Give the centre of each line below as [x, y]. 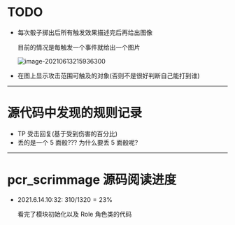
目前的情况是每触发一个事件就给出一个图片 [79, 47]
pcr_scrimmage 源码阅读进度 [92, 180]
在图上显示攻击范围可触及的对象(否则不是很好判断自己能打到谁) [109, 75]
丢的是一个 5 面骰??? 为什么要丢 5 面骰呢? [78, 142]
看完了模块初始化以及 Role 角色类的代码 [74, 214]
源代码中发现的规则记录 [75, 113]
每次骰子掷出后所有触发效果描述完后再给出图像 [85, 32]
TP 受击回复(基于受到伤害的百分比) [67, 133]
